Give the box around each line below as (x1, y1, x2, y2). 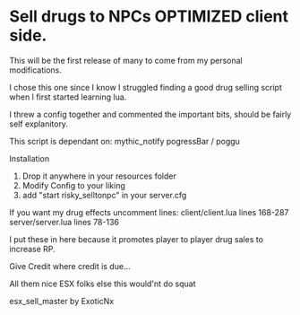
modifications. (9, 65, 63, 75)
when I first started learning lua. (9, 92, 127, 102)
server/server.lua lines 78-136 (9, 216, 119, 227)
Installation (9, 153, 50, 163)
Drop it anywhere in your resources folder (21, 171, 177, 181)
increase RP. (9, 243, 56, 254)
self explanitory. (9, 118, 69, 129)
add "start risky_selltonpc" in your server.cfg (21, 189, 187, 200)
